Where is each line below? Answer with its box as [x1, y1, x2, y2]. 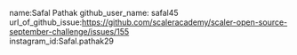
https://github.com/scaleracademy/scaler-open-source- [81, 17, 288, 27]
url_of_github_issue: [9, 17, 83, 27]
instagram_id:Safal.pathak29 [9, 35, 114, 46]
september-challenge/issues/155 [9, 27, 130, 36]
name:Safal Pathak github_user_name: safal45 [9, 8, 180, 18]
